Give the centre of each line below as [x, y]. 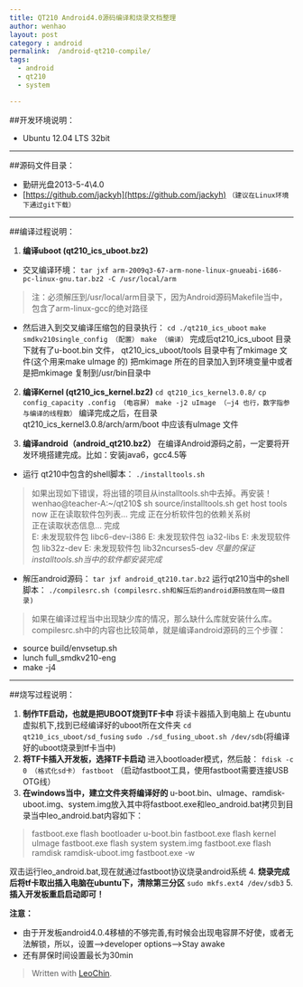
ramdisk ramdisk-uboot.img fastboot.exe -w [113, 852]
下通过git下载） [49, 204]
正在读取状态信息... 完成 [75, 525]
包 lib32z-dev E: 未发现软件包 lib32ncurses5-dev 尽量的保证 [143, 547]
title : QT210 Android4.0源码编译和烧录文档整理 [93, 18]
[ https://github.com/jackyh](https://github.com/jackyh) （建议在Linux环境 [156, 195]
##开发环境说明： [42, 119]
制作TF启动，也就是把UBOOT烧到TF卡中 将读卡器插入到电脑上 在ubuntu [156, 713]
